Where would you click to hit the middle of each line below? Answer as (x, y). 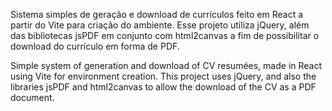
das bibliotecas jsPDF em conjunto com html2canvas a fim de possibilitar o (165, 35)
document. (32, 97)
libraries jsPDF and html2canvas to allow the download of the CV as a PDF (163, 87)
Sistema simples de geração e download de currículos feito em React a (157, 14)
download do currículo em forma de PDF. (95, 46)
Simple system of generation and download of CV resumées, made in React (166, 65)
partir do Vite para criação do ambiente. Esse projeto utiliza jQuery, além (160, 25)
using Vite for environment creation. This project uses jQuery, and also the (163, 76)
